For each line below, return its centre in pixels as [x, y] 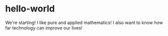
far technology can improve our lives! [44, 27]
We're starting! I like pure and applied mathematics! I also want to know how [84, 22]
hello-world [30, 9]
